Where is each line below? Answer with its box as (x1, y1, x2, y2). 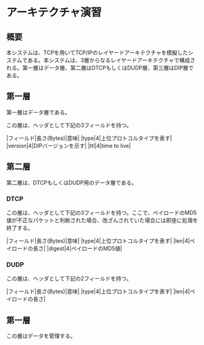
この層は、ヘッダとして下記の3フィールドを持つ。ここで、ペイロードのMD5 (6, 209, 197, 216)
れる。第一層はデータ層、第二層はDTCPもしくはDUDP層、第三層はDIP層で (6, 64, 194, 71)
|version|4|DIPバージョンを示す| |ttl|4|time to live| (6, 142, 131, 149)
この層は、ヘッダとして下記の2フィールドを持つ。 (6, 275, 132, 282)
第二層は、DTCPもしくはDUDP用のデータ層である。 (6, 179, 137, 186)
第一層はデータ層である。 (6, 108, 71, 116)
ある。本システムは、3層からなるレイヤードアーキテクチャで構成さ (27, 57, 196, 64)
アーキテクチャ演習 (6, 5, 102, 19)
